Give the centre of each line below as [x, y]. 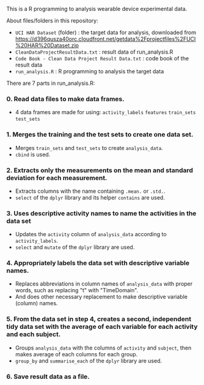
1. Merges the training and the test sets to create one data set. [100, 135]
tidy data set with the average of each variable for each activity [102, 327]
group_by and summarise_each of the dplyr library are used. [89, 361]
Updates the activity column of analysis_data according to [91, 234]
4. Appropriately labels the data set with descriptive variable [98, 263]
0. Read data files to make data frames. [65, 99]
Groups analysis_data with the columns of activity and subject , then [103, 348]
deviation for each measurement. [57, 178]
